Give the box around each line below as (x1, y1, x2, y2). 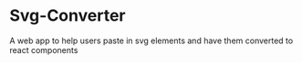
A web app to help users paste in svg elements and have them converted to (9, 35, 294, 46)
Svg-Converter (9, 5, 126, 26)
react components (9, 44, 78, 55)
